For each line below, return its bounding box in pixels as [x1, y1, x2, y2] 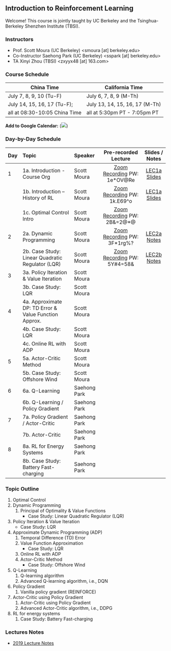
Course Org [22, 173, 50, 180]
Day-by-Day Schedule [5, 135, 61, 143]
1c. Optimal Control [22, 209, 69, 216]
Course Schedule [5, 71, 49, 78]
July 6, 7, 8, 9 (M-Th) [86, 93, 139, 100]
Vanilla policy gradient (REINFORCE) [20, 589, 97, 595]
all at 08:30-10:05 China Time [8, 109, 82, 116]
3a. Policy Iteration [22, 268, 67, 276]
